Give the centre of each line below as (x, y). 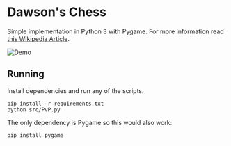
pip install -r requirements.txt (56, 104)
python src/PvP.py (34, 109)
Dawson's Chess (57, 12)
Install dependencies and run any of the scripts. (75, 90)
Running (26, 74)
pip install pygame (35, 135)
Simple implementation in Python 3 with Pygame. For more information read (115, 31)
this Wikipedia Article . (39, 38)
